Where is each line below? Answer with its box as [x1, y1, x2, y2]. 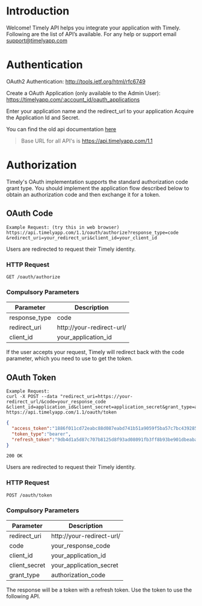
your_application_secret [50, 561, 118, 569]
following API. [6, 593, 41, 599]
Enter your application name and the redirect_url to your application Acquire [6, 107, 194, 115]
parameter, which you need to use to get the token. [6, 355, 133, 362]
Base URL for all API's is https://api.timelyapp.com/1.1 [20, 137, 153, 144]
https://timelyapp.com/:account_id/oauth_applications [6, 96, 140, 103]
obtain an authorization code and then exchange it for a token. [6, 191, 161, 198]
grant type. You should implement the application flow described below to [6, 185, 189, 192]
